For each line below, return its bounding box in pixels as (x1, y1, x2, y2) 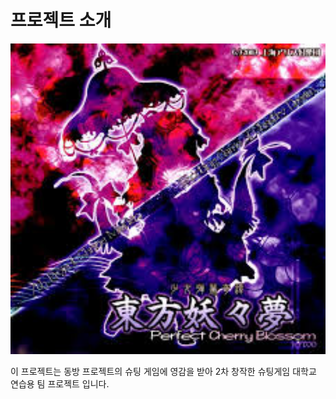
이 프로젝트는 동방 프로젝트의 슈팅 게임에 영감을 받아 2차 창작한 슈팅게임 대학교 (10, 366, 317, 378)
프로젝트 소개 (10, 9, 112, 32)
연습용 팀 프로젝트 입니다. (10, 378, 110, 390)
